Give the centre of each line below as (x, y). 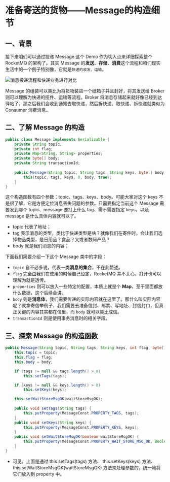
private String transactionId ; (47, 163)
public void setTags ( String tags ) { (53, 408)
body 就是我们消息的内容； (41, 246)
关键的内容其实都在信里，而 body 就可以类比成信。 (70, 312)
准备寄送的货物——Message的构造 (78, 10)
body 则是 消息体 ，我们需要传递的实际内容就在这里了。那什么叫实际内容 (87, 299)
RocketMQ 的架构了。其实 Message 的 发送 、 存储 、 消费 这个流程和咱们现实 (83, 63)
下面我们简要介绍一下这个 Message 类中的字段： (56, 256)
